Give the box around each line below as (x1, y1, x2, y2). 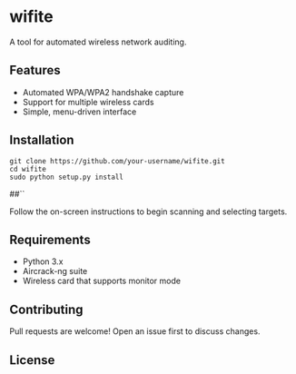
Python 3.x (22, 256, 64, 267)
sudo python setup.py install (9, 172, 124, 182)
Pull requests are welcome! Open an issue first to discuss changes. (9, 326, 261, 337)
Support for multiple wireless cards (22, 96, 154, 107)
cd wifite (9, 164, 47, 173)
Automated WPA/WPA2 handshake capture (22, 86, 184, 97)
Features (9, 63, 61, 78)
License (9, 352, 55, 368)
